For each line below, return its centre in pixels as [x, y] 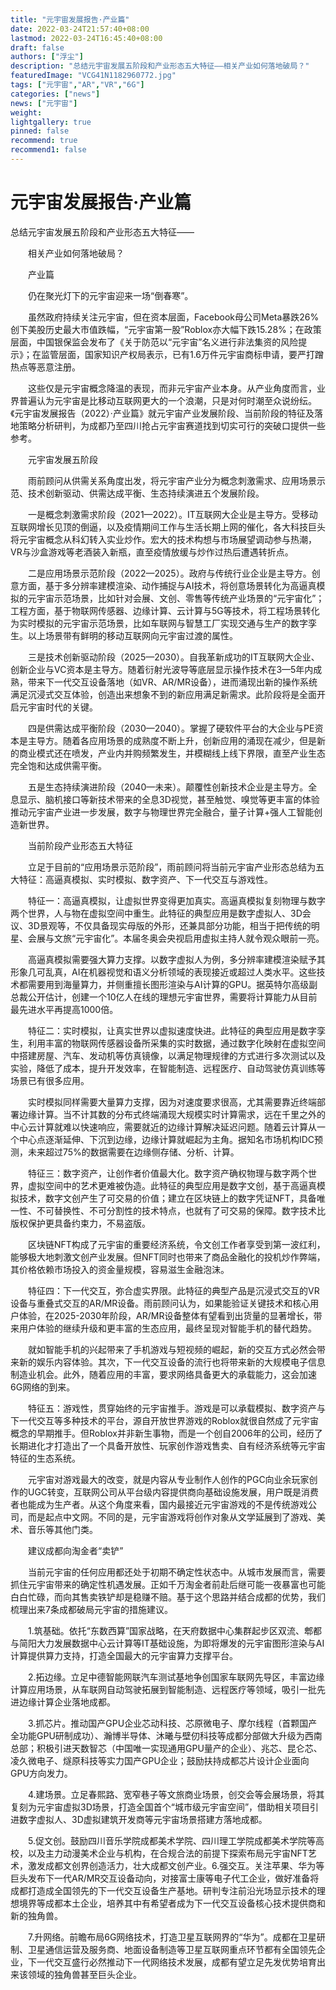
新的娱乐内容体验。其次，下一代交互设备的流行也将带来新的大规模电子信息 [172, 1362]
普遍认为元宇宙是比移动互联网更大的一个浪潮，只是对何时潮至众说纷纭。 [167, 400]
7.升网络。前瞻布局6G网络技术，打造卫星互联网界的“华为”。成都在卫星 [172, 1937]
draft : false [37, 47]
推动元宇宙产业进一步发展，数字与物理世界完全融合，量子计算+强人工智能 [162, 812]
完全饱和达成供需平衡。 [58, 765]
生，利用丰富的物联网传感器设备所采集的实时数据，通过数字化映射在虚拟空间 [168, 1043]
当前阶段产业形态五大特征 [80, 845]
